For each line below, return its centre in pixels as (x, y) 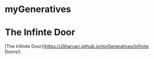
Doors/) (13, 52)
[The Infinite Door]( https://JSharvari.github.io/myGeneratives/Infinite (77, 46)
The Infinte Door (40, 33)
